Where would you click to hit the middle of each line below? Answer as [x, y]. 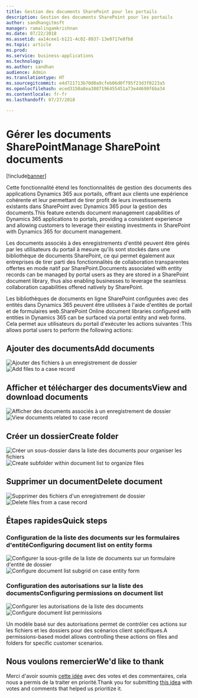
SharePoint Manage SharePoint [83, 147]
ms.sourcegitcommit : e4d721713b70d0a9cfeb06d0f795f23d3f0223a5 [86, 84]
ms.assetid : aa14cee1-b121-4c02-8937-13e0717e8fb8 [70, 39]
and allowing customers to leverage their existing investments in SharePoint [98, 225]
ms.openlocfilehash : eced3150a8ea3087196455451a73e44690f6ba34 [86, 89]
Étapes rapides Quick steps [57, 521]
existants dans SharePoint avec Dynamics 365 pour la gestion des [87, 206]
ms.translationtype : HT [35, 78]
